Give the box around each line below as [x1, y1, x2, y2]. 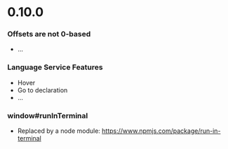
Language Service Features [7, 62, 103, 72]
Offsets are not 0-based [7, 29, 91, 39]
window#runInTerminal [7, 111, 88, 120]
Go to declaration [17, 85, 68, 94]
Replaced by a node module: [17, 127, 100, 135]
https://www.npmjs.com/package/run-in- [101, 127, 221, 135]
